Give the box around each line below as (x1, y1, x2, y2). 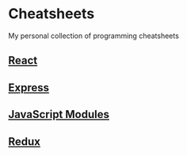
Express (8, 81, 50, 94)
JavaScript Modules (8, 108, 109, 121)
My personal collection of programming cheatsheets (8, 31, 180, 40)
